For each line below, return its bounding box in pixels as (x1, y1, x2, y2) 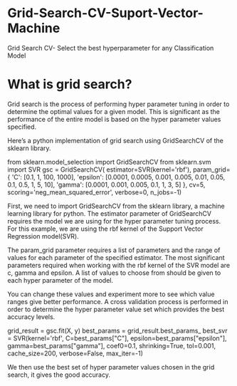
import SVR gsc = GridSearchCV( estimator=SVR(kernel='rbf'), (7, 165, 192, 174)
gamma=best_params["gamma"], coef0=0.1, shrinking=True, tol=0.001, (7, 341, 216, 350)
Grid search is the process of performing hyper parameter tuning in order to (7, 100, 230, 108)
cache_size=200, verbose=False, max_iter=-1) (7, 349, 144, 358)
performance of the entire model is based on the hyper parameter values (7, 115, 221, 123)
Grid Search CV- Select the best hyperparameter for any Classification (7, 43, 214, 52)
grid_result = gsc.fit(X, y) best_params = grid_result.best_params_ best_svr (7, 326, 228, 335)
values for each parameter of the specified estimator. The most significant (7, 253, 226, 261)
